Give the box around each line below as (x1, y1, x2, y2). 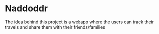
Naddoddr (5, 3, 48, 14)
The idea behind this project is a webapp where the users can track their (5, 19, 154, 25)
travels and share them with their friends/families (5, 24, 106, 30)
